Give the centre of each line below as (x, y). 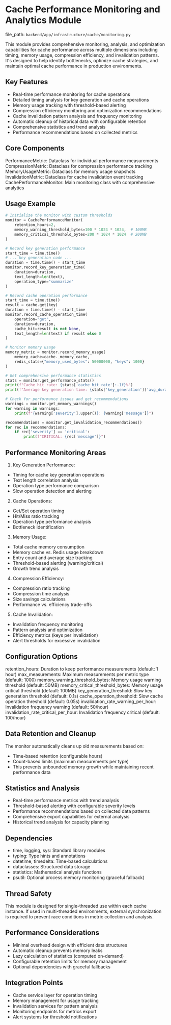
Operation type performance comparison (56, 485)
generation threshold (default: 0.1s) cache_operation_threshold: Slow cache (84, 696)
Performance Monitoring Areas (56, 453)
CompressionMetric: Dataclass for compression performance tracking (79, 166)
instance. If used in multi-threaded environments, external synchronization (83, 911)
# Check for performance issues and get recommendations (67, 399)
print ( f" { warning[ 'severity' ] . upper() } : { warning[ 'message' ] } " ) (84, 413)
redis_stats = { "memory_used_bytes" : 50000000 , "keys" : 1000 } (79, 361)
